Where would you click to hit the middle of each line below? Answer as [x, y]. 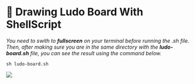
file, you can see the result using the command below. [96, 53]
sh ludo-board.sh [27, 64]
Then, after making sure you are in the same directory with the [82, 47]
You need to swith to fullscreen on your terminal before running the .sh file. [98, 41]
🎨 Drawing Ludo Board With [75, 12]
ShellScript [34, 24]
